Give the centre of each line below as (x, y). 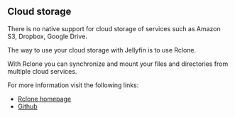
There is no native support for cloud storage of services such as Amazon (114, 28)
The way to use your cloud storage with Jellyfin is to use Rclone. (102, 50)
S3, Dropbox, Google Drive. (47, 36)
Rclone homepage (44, 99)
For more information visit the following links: (73, 85)
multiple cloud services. (42, 71)
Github (27, 106)
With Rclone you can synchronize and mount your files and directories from (118, 64)
